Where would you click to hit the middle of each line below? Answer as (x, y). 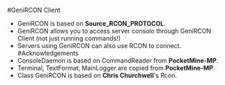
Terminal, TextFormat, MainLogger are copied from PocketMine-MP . (116, 68)
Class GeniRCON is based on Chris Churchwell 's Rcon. (97, 75)
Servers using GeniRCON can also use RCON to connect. (99, 46)
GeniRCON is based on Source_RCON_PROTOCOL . (91, 23)
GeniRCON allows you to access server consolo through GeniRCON (114, 31)
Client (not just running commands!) (69, 38)
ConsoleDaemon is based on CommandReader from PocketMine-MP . (118, 61)
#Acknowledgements (48, 53)
